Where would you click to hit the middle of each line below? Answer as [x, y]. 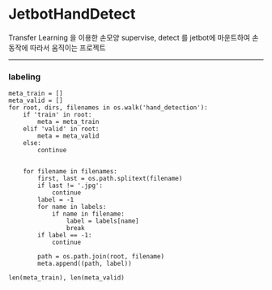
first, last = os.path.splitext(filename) [110, 179]
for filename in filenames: [70, 172]
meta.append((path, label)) [85, 264]
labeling [25, 76]
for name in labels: [72, 207]
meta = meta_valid [68, 136]
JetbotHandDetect [72, 14]
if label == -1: [65, 236]
